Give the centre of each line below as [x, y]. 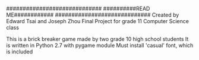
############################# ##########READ [78, 9]
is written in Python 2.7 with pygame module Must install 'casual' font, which [100, 45]
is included [20, 52]
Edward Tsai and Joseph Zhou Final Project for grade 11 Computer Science [97, 21]
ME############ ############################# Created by [93, 15]
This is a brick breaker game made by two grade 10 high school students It [97, 39]
